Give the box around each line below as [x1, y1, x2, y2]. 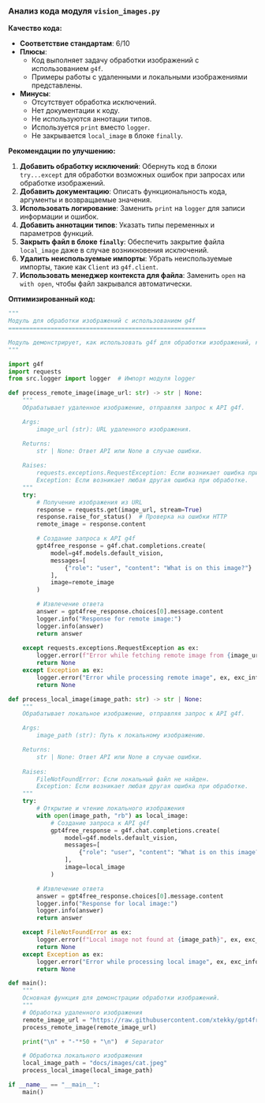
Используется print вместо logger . [31, 122, 151, 132]
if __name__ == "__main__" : [8, 1081, 101, 1089]
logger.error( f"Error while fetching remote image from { [36, 651, 231, 660]
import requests [8, 367, 62, 376]
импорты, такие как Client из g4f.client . [19, 262, 159, 272]
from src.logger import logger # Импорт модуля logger [8, 375, 196, 383]
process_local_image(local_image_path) [22, 1067, 154, 1075]
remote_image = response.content [36, 520, 147, 528]
